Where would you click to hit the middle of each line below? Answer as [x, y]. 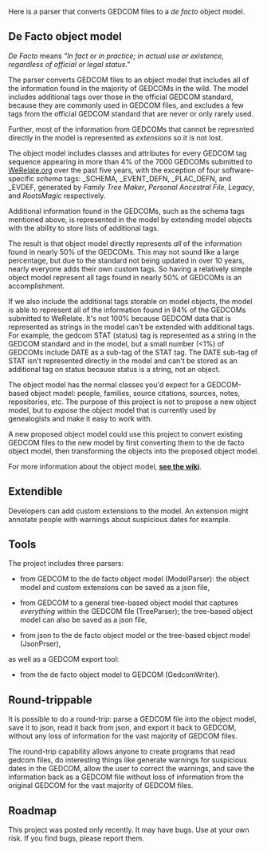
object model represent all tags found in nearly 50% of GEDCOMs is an [125, 277]
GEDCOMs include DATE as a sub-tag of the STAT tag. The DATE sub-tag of [133, 352]
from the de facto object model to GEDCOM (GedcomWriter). [120, 675]
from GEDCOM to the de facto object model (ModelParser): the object [134, 579]
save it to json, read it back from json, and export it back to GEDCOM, [122, 728]
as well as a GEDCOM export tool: [64, 659]
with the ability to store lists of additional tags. [84, 228]
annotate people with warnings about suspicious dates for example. [120, 519]
